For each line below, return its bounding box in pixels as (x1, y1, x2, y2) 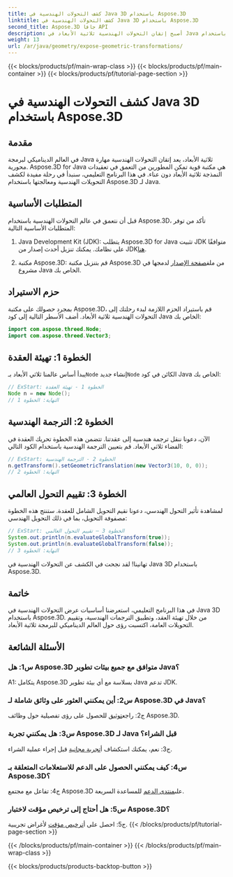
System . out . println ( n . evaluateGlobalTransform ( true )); (8, 533, 171, 541)
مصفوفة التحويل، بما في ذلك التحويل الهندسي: (8, 514, 128, 522)
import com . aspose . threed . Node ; (8, 325, 102, 332)
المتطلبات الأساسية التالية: (8, 223, 76, 232)
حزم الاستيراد (8, 286, 60, 298)
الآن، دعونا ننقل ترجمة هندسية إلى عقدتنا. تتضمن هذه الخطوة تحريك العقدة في (8, 435, 210, 443)
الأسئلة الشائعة (8, 641, 65, 653)
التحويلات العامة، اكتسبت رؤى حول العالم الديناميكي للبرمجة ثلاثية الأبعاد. (8, 621, 194, 629)
